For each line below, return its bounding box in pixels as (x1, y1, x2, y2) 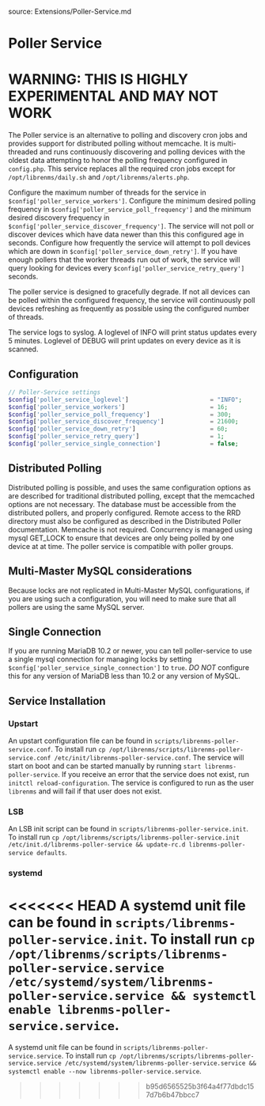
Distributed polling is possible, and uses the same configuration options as (8, 483, 252, 492)
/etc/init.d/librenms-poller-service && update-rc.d (8, 841, 186, 849)
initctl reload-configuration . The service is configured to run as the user (8, 778, 255, 788)
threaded (8, 147, 38, 157)
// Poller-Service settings (8, 388, 101, 396)
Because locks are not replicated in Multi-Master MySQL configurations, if (8, 585, 250, 595)
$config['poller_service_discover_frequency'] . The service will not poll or (8, 222, 255, 231)
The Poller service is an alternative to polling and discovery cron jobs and (8, 131, 248, 140)
